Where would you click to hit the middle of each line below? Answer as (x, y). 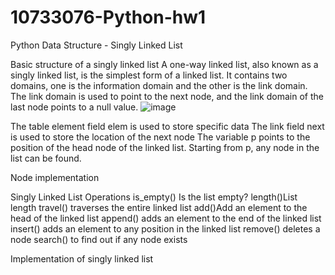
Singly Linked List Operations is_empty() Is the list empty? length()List (154, 197)
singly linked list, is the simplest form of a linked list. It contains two (149, 75)
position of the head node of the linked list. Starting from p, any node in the (165, 147)
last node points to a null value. (74, 107)
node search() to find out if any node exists (99, 239)
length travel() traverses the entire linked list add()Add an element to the (159, 207)
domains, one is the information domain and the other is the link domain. (159, 85)
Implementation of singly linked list (82, 258)
